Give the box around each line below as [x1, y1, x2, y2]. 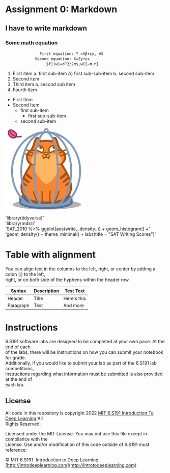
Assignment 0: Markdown [5, 4, 118, 15]
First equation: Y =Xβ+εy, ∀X [39, 51, 103, 57]
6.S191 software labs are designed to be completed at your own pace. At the [5, 339, 165, 345]
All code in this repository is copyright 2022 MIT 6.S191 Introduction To [5, 410, 154, 416]
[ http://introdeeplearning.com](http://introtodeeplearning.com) [5, 462, 137, 468]
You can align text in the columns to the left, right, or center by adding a [5, 266, 156, 272]
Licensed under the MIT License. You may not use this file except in [5, 431, 148, 437]
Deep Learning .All [5, 415, 43, 422]
